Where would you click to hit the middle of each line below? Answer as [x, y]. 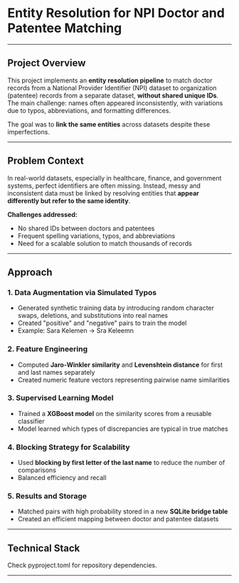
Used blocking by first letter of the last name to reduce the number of [121, 463]
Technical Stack [44, 548]
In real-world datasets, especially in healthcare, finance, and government [115, 178]
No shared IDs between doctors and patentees [86, 228]
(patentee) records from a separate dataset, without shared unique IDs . [113, 95]
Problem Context [46, 161]
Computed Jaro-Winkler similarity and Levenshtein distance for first [120, 365]
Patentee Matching [65, 28]
